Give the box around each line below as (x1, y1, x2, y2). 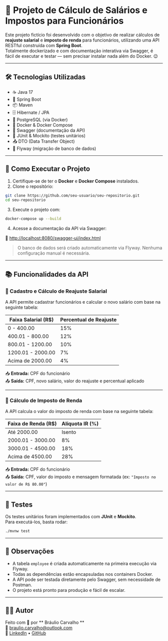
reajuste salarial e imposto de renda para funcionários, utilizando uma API (5, 37, 160, 43)
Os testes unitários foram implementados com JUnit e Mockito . (5, 513, 136, 519)
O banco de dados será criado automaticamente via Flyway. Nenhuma (17, 245, 162, 251)
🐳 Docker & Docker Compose (12, 122, 73, 128)
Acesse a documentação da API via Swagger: (12, 226, 106, 232)
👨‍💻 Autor (5, 606, 34, 615)
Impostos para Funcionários (5, 15, 124, 27)
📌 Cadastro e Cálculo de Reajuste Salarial (5, 288, 107, 295)
